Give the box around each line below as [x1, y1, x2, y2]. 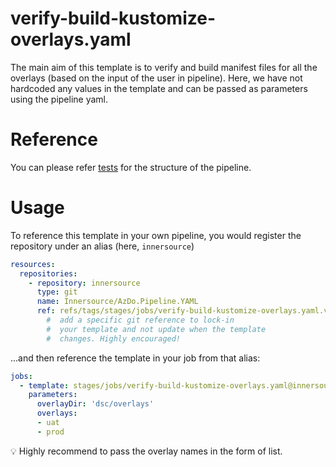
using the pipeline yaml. [10, 93, 109, 105]
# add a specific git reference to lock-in [46, 315, 235, 326]
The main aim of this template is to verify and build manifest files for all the [10, 61, 318, 73]
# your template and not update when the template [46, 324, 267, 334]
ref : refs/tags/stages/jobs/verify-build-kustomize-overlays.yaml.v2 [36, 306, 333, 316]
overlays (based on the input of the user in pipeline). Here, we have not [10, 72, 303, 84]
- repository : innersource [28, 278, 141, 288]
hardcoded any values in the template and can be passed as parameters [10, 82, 308, 94]
